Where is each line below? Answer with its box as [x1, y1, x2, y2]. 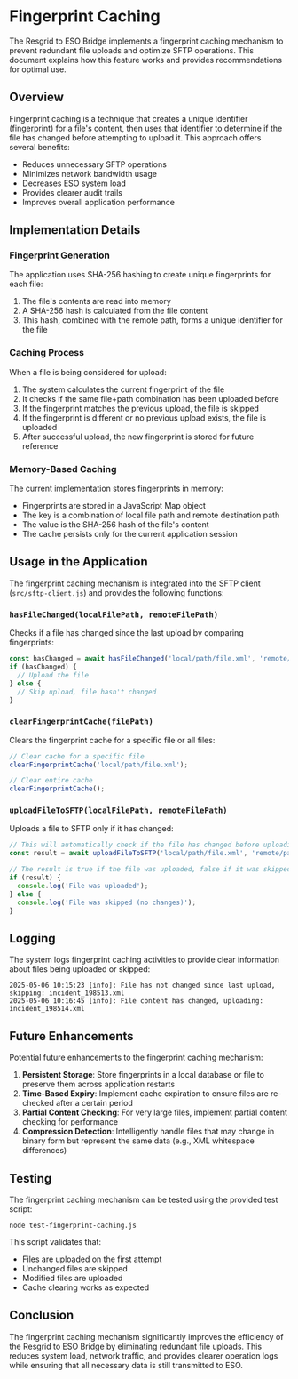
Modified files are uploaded [21, 1272, 123, 1283]
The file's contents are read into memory [21, 296, 171, 307]
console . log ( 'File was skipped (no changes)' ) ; [17, 898, 197, 907]
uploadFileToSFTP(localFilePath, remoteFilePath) [9, 806, 228, 815]
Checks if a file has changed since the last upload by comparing [9, 628, 244, 638]
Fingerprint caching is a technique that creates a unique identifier [9, 113, 248, 124]
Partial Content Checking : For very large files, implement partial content [21, 1107, 288, 1118]
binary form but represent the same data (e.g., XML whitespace [21, 1135, 255, 1146]
